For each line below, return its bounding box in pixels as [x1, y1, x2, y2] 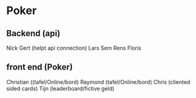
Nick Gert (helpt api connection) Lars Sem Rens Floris [6, 44, 142, 51]
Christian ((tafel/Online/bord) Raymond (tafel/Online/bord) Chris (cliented [6, 78, 191, 86]
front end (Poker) [6, 62, 73, 72]
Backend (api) [6, 28, 60, 39]
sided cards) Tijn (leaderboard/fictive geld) [6, 85, 115, 92]
